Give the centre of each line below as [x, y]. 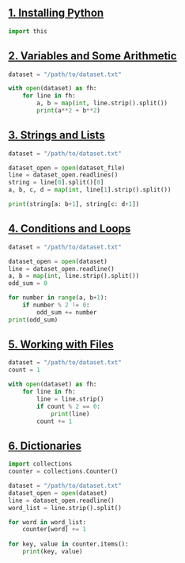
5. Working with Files [61, 345]
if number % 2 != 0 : [56, 305]
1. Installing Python [56, 13]
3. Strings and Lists [57, 135]
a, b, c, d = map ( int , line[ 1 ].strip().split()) [90, 190]
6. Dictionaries [45, 445]
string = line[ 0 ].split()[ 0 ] [56, 183]
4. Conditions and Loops [70, 229]
